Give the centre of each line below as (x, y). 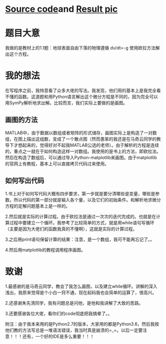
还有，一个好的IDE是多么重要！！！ (58, 336)
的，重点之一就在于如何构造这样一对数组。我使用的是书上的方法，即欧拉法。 (83, 151)
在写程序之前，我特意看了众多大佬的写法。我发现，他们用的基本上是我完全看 (83, 90)
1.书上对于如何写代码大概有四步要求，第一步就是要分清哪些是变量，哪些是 (80, 193)
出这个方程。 (18, 54)
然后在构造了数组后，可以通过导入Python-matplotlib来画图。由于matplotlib (81, 157)
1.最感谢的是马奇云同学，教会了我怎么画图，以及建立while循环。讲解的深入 (81, 286)
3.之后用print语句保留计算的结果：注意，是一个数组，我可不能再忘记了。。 (80, 239)
